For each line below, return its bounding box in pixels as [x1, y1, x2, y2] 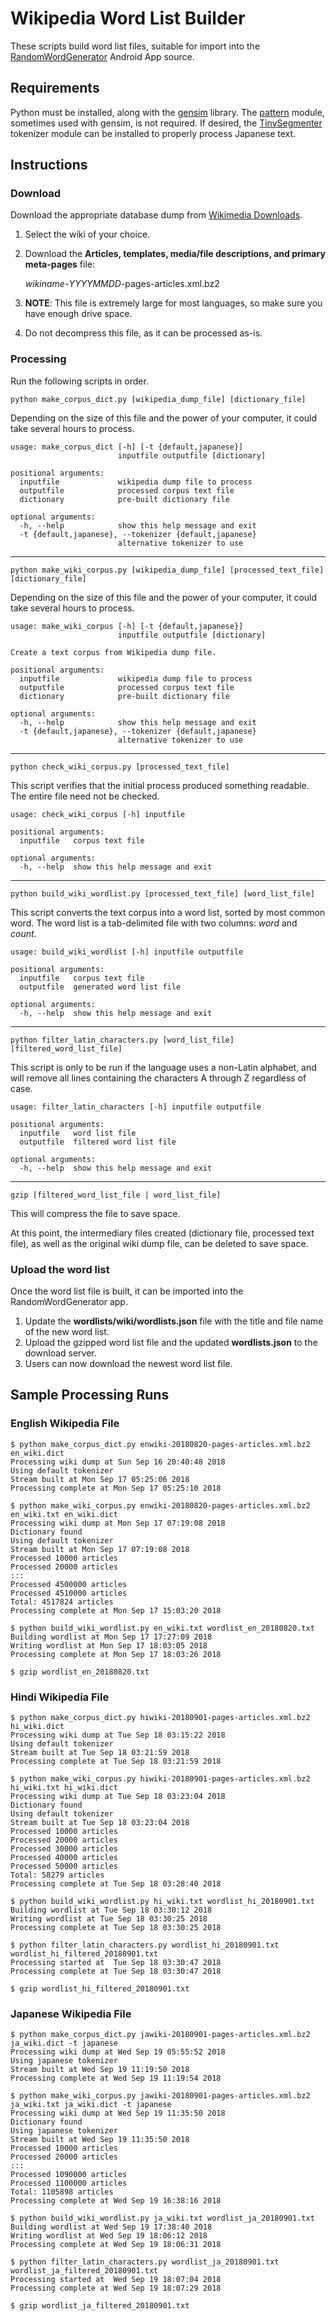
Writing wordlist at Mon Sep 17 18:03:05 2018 [10, 1640, 208, 1651]
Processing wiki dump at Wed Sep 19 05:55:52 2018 [10, 2047, 226, 2057]
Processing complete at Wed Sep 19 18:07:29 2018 [10, 2283, 222, 2294]
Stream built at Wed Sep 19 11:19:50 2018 [10, 2065, 190, 2075]
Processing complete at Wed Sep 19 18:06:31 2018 [10, 2240, 222, 2250]
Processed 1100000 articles [10, 2178, 128, 2189]
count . [10, 927, 37, 939]
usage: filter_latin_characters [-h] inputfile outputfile [10, 1102, 262, 1112]
